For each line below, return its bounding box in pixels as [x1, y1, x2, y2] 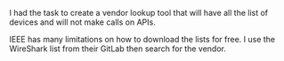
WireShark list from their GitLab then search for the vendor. [9, 43, 227, 54]
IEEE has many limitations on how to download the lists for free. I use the [9, 34, 276, 44]
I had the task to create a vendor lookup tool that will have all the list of [9, 8, 269, 18]
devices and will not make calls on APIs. [9, 17, 156, 27]
